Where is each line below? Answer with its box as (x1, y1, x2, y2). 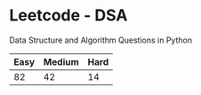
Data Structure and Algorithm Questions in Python (9, 35, 193, 45)
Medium (43, 55, 80, 67)
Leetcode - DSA (9, 5, 128, 26)
